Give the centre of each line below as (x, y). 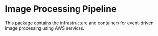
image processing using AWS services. (45, 28)
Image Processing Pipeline (61, 9)
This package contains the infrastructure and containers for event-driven (79, 23)
